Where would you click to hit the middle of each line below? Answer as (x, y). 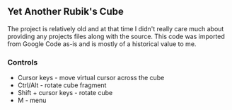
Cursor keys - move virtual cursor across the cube (91, 78)
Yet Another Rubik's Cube (65, 12)
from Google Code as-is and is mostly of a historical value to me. (102, 44)
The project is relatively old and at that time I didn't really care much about (116, 28)
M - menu (32, 100)
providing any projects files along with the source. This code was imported (116, 36)
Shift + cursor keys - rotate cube (65, 93)
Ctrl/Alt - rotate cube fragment (62, 85)
